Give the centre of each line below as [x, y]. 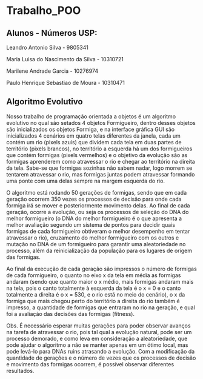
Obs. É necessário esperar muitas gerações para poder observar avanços [98, 326]
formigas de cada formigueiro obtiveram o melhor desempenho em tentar [98, 231]
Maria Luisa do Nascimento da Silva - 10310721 [65, 59]
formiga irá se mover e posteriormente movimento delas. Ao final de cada [98, 205]
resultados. [20, 371]
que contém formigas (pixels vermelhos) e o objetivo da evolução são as [97, 155]
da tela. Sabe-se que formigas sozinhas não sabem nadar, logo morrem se [99, 168]
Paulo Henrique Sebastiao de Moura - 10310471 [66, 83]
